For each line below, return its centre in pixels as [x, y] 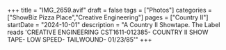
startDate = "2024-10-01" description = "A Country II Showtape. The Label [114, 25]
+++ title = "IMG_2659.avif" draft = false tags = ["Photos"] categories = [110, 10]
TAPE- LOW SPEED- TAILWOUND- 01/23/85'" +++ [80, 40]
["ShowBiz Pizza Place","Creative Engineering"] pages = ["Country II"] [108, 17]
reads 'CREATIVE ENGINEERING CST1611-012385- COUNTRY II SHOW [108, 32]
